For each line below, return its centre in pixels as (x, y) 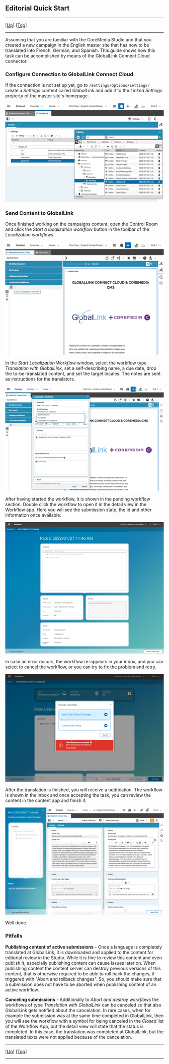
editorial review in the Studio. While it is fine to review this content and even (84, 958)
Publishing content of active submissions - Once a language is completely (84, 947)
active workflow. (22, 989)
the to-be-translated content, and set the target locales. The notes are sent (83, 373)
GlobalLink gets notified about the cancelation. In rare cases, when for (78, 1010)
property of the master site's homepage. (47, 96)
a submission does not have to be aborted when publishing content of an (81, 984)
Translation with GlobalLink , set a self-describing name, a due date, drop (81, 368)
